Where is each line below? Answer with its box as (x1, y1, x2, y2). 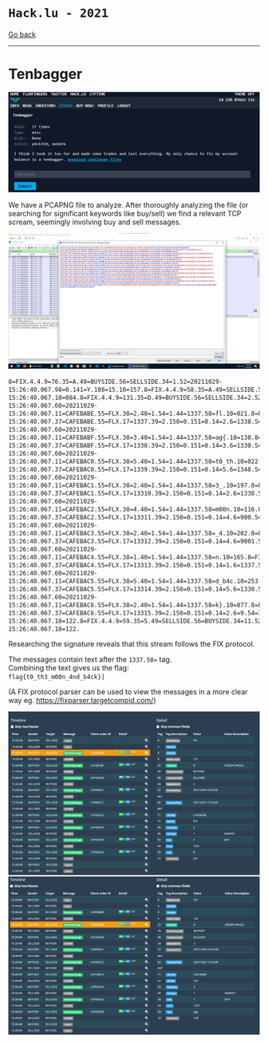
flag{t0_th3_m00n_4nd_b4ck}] (8, 674, 105, 682)
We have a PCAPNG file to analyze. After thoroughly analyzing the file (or (8, 200, 249, 210)
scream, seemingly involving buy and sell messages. (8, 217, 182, 227)
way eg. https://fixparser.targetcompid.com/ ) (8, 696, 156, 705)
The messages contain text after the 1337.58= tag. (8, 654, 172, 665)
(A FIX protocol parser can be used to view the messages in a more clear (8, 687, 249, 697)
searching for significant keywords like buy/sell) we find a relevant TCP (8, 208, 242, 218)
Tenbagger (8, 65, 83, 83)
